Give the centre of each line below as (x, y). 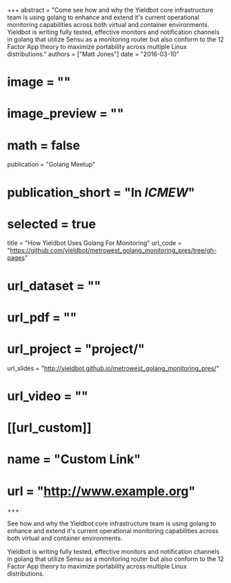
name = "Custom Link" (74, 460)
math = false (44, 145)
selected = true (52, 224)
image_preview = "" (66, 114)
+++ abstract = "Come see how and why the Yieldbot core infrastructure (110, 10)
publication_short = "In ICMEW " (101, 192)
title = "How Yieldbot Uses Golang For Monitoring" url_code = (94, 243)
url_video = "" (48, 396)
